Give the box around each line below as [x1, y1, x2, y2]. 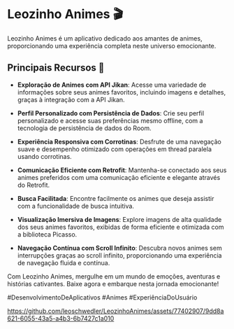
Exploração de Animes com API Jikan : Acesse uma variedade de [17, 80, 207, 89]
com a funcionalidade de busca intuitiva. [17, 202, 135, 210]
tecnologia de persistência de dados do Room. [17, 124, 152, 132]
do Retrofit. [17, 181, 50, 189]
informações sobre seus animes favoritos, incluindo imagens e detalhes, [17, 87, 226, 96]
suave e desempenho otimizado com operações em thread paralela [17, 145, 212, 153]
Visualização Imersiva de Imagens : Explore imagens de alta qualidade [17, 215, 222, 223]
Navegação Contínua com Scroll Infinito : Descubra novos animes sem [17, 244, 222, 252]
